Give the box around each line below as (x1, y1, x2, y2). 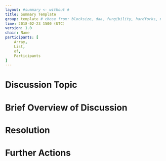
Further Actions (5, 147, 71, 159)
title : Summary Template (5, 12, 56, 17)
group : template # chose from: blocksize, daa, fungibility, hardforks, (5, 16, 158, 21)
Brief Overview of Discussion (5, 102, 127, 113)
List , (14, 44, 26, 49)
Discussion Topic (5, 79, 78, 91)
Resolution (5, 124, 50, 136)
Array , (14, 40, 28, 45)
